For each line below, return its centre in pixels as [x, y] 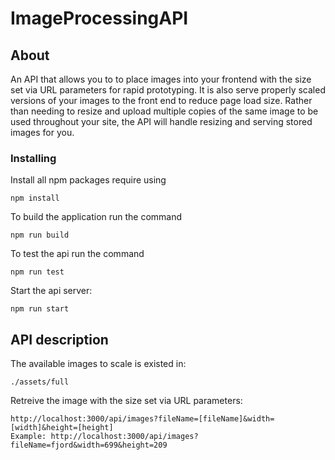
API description [59, 339]
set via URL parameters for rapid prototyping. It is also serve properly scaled [168, 90]
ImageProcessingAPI [99, 18]
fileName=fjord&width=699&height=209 [89, 445]
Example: [28, 437]
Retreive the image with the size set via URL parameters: [126, 401]
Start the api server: [51, 291]
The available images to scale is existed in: [98, 364]
